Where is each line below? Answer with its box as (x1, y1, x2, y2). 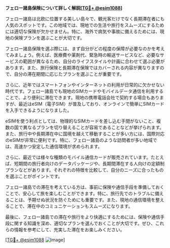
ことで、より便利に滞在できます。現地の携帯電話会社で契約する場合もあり (5, 95, 160, 101)
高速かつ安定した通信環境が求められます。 (14, 143, 103, 149)
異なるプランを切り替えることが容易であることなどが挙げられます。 (22, 125, 164, 130)
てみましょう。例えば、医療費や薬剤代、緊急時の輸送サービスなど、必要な (5, 52, 160, 58)
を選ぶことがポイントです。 (5, 173, 63, 179)
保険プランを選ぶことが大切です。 (14, 35, 85, 41)
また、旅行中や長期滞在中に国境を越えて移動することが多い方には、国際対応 (5, 131, 165, 137)
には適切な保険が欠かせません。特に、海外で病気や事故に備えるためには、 (5, 28, 160, 35)
